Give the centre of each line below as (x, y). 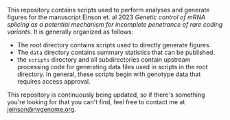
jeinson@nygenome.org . (42, 109)
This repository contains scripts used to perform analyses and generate (108, 10)
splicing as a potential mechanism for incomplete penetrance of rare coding (115, 24)
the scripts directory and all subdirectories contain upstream (104, 60)
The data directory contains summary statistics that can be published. (116, 52)
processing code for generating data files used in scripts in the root (112, 67)
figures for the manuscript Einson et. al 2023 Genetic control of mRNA (106, 17)
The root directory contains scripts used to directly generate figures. (114, 45)
